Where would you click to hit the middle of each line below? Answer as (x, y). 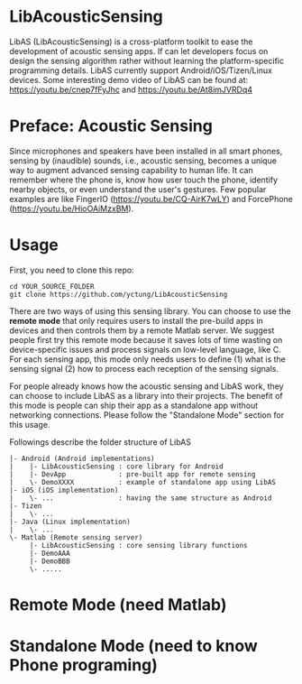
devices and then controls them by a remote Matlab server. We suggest (142, 330)
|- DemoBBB (50, 561)
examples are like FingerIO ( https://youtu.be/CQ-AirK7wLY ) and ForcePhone (151, 199)
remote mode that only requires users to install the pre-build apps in (137, 320)
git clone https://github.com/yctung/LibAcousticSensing (119, 294)
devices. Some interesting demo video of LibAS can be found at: (129, 79)
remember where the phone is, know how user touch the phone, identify (143, 180)
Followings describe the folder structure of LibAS (101, 442)
